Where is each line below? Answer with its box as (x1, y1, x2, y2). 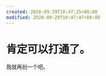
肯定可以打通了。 (6, 42, 91, 56)
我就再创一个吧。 (6, 63, 49, 71)
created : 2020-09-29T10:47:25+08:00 (6, 8, 98, 15)
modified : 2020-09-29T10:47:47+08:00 (6, 14, 101, 21)
